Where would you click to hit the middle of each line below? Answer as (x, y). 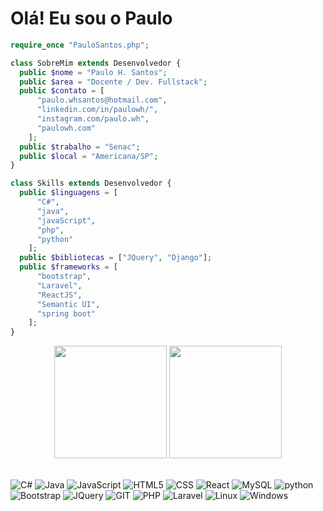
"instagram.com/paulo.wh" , (93, 119)
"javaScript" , (66, 220)
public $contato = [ (62, 91)
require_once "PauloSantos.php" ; (80, 45)
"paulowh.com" (66, 128)
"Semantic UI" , (68, 304)
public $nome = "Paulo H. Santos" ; (93, 72)
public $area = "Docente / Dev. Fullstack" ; (113, 82)
